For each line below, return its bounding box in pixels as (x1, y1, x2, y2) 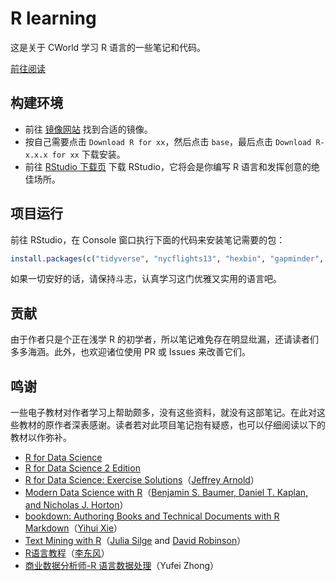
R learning (10, 7, 97, 30)
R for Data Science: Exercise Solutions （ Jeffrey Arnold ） (24, 474, 260, 486)
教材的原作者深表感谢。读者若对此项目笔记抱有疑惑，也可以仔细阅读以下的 (18, 419, 326, 431)
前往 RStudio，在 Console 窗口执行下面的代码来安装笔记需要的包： (10, 233, 286, 246)
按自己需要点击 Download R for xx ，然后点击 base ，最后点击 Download (24, 135, 312, 147)
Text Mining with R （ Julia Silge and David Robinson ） (24, 535, 247, 547)
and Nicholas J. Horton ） (24, 499, 129, 511)
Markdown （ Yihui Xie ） (24, 522, 123, 534)
